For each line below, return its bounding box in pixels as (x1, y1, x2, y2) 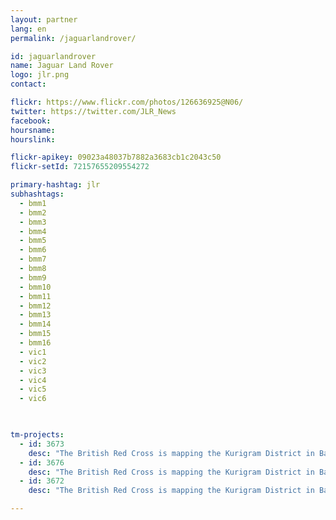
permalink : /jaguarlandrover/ (10, 33, 137, 43)
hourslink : (10, 134, 56, 145)
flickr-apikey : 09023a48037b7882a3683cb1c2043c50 (10, 152, 222, 163)
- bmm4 (19, 226, 47, 236)
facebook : (10, 116, 52, 126)
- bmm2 (19, 207, 47, 218)
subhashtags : (10, 189, 65, 199)
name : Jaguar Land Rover (10, 61, 114, 71)
